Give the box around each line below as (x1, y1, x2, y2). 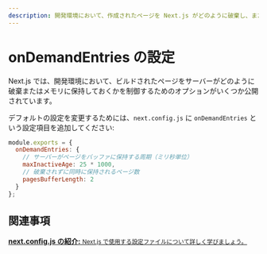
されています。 (8, 96, 57, 106)
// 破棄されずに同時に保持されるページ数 (22, 168, 140, 176)
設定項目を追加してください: (21, 122, 115, 132)
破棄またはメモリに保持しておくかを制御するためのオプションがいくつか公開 (8, 86, 259, 95)
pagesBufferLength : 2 (22, 175, 94, 183)
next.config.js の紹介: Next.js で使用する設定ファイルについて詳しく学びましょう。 (8, 237, 248, 246)
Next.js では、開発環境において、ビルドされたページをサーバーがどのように (8, 76, 256, 86)
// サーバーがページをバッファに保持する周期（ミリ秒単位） (22, 153, 193, 161)
